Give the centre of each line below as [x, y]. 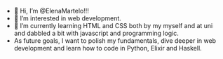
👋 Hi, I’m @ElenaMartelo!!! [52, 11]
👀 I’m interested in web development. [67, 18]
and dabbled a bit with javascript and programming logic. [96, 33]
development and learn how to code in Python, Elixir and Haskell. [108, 48]
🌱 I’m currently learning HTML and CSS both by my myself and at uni [113, 26]
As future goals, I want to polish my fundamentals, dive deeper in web [115, 41]
